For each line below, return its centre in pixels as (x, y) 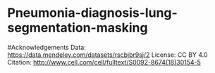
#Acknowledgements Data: (47, 47)
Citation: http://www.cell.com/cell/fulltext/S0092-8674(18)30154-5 (104, 62)
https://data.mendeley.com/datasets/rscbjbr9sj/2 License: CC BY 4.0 (107, 55)
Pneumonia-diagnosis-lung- (92, 13)
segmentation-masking (78, 28)
